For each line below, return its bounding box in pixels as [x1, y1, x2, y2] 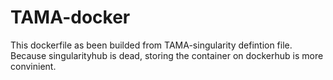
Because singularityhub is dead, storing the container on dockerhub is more [10, 49, 324, 61]
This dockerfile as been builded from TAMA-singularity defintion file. [10, 39, 293, 51]
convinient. [10, 60, 57, 72]
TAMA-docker [10, 6, 131, 29]
